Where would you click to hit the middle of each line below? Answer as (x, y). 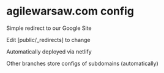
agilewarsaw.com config (70, 11)
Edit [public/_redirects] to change (48, 40)
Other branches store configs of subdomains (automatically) (83, 63)
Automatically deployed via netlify (49, 51)
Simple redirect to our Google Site (49, 28)
